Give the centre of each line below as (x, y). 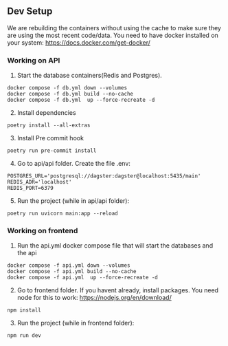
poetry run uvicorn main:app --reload (62, 214)
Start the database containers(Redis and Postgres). (90, 76)
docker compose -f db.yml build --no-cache (70, 94)
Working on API (34, 60)
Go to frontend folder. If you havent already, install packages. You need (117, 290)
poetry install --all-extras (49, 126)
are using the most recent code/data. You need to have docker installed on (113, 35)
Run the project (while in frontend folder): (76, 323)
